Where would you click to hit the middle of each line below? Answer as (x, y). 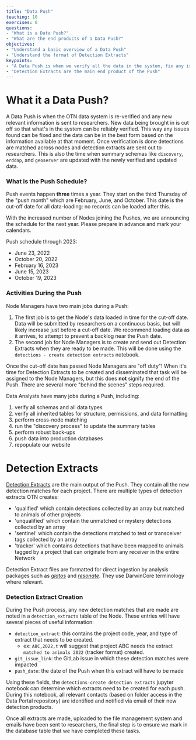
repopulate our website (42, 444)
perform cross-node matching (51, 420)
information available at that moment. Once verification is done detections (95, 142)
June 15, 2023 (32, 272)
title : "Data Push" (30, 11)
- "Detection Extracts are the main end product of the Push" (83, 71)
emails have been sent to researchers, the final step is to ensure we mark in (97, 725)
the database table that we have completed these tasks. (73, 731)
